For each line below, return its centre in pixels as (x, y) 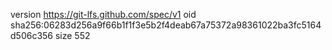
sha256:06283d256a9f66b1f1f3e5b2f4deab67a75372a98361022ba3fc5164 (166, 25)
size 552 (72, 35)
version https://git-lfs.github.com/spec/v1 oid (103, 14)
